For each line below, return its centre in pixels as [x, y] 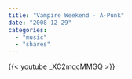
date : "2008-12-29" [40, 23]
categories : [27, 30]
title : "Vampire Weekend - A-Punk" [66, 15]
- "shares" [33, 45]
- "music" [31, 37]
